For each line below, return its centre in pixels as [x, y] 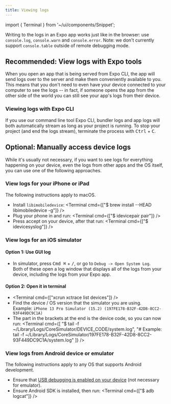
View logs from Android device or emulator [60, 353]
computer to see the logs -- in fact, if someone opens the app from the [80, 90]
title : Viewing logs [27, 10]
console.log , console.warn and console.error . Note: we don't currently [80, 40]
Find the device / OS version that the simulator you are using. [77, 303]
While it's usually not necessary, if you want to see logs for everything [79, 159]
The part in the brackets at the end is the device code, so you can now [87, 318]
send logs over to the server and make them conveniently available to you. [83, 79]
